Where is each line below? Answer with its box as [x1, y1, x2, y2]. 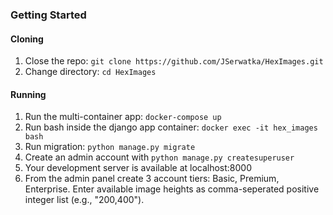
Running [10, 88, 47, 100]
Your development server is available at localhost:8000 [24, 162, 253, 174]
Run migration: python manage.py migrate [24, 141, 196, 153]
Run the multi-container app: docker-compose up [24, 111, 222, 123]
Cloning [10, 33, 44, 45]
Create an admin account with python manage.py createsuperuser [24, 151, 295, 163]
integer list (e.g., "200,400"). [24, 194, 145, 206]
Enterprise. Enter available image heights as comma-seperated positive [24, 183, 320, 195]
